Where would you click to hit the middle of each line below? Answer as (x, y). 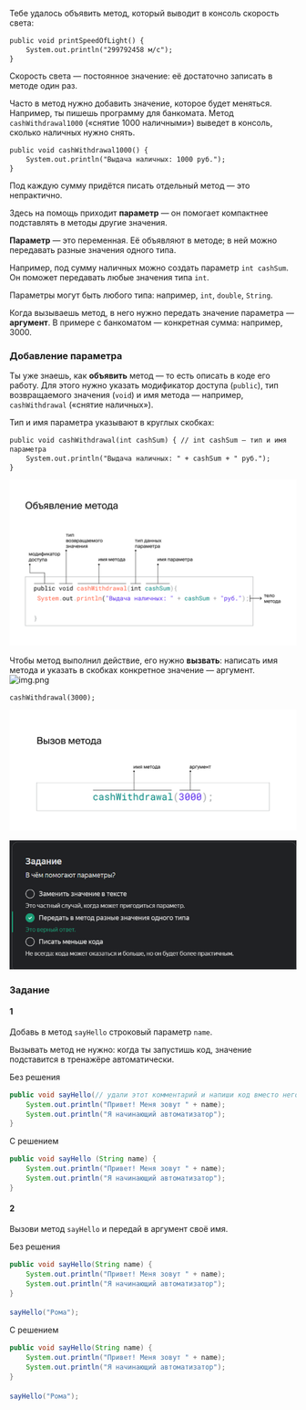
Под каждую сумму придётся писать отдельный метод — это (130, 185)
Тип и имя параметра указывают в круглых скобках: (112, 423)
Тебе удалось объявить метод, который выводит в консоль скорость (144, 13)
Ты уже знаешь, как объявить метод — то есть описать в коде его (140, 376)
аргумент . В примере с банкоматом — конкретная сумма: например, (146, 322)
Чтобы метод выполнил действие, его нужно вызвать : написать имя (144, 660)
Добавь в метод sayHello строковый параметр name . (111, 1032)
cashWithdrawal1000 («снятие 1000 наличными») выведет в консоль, (141, 123)
